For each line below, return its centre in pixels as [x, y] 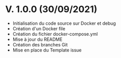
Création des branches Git [40, 44]
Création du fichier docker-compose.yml [55, 34]
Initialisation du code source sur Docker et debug [64, 23]
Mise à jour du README [37, 39]
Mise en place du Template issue [47, 50]
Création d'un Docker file [39, 28]
